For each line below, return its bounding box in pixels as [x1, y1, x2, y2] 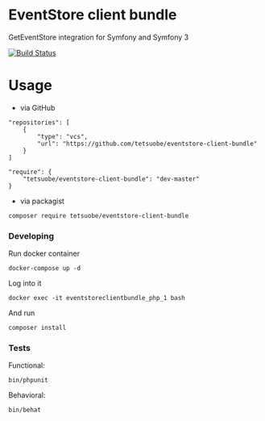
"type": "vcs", [37, 132, 89, 140]
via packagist [19, 196, 64, 206]
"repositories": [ [8, 119, 70, 127]
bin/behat [8, 406, 42, 415]
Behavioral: [8, 390, 46, 400]
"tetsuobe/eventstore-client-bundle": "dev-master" [23, 175, 200, 183]
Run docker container [8, 248, 81, 259]
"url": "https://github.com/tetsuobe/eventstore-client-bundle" [37, 140, 258, 148]
